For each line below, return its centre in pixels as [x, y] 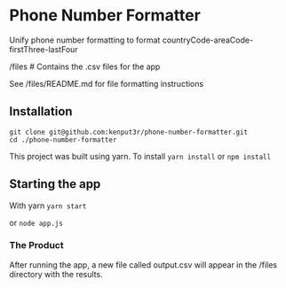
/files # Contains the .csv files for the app [85, 66]
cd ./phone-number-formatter [63, 140]
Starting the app [55, 184]
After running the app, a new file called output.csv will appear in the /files [143, 265]
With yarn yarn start [48, 206]
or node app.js [36, 222]
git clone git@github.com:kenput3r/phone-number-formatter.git [129, 132]
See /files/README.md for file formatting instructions [107, 83]
